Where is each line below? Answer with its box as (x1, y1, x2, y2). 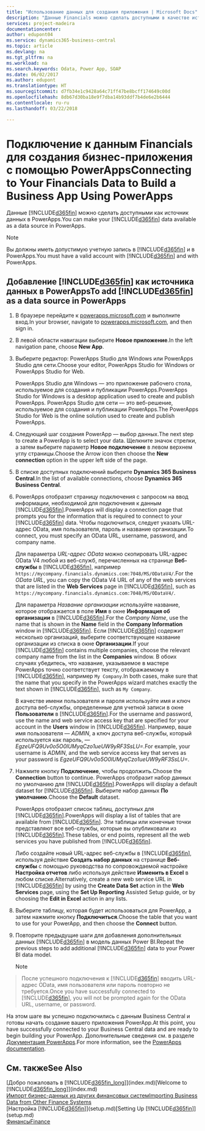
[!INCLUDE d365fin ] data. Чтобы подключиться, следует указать (15, 519, 181, 526)
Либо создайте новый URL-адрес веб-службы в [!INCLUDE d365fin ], (15, 849, 192, 857)
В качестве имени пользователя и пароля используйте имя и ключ (15, 697, 191, 705)
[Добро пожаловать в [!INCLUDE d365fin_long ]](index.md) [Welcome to (6, 1079, 187, 1086)
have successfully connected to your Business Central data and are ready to (6, 1025, 198, 1033)
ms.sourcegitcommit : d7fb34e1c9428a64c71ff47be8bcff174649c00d (6, 89, 171, 95)
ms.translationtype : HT (6, 83, 67, 89)
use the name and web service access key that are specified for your (15, 717, 189, 724)
